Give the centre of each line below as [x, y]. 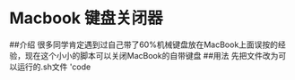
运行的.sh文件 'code [54, 67]
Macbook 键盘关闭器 [86, 18]
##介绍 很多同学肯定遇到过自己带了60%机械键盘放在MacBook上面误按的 [144, 44]
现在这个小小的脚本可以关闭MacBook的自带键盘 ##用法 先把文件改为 [152, 55]
